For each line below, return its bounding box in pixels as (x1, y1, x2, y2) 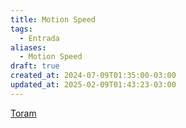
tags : (10, 24, 33, 34)
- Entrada (19, 33, 60, 43)
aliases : (10, 42, 47, 53)
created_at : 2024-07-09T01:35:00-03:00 (10, 71, 177, 81)
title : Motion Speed (10, 14, 97, 25)
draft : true (10, 61, 60, 71)
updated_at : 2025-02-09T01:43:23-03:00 (10, 80, 177, 90)
